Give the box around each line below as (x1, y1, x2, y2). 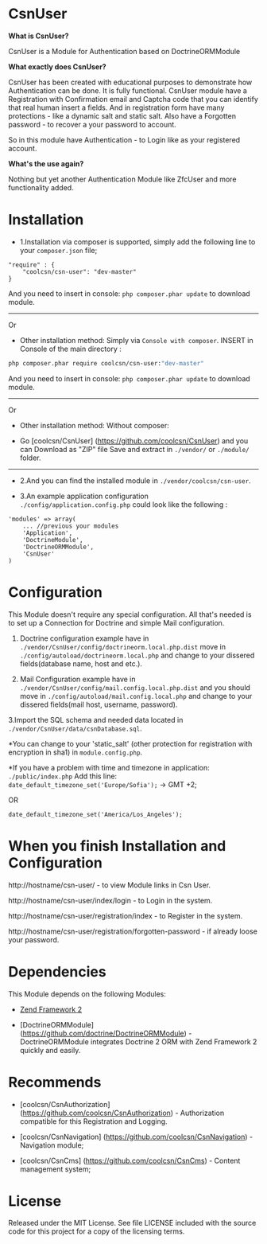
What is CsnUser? (8, 31, 69, 41)
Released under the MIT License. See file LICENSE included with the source (8, 1219, 257, 1228)
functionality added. (8, 182, 74, 192)
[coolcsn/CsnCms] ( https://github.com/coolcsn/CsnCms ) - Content (19, 1156, 241, 1165)
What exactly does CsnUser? (8, 61, 106, 72)
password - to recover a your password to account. (8, 119, 176, 129)
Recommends (8, 1073, 102, 1091)
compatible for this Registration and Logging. (19, 1116, 168, 1126)
